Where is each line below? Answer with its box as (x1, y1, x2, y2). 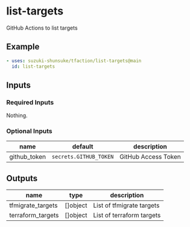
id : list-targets (11, 63, 55, 69)
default (72, 142, 93, 151)
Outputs (6, 173, 38, 184)
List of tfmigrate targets (93, 201, 160, 209)
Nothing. (6, 112, 28, 119)
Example (6, 42, 40, 52)
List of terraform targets (93, 211, 161, 220)
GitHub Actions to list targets (6, 24, 78, 31)
